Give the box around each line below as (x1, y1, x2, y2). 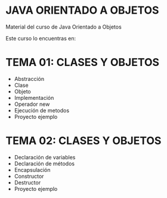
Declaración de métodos (14, 160, 75, 167)
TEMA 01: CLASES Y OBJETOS (5, 56, 159, 69)
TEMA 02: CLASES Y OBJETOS (5, 134, 162, 147)
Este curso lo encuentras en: (5, 34, 76, 42)
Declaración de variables (14, 153, 76, 161)
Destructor (14, 179, 41, 186)
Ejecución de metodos (14, 106, 70, 114)
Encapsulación (14, 166, 51, 173)
